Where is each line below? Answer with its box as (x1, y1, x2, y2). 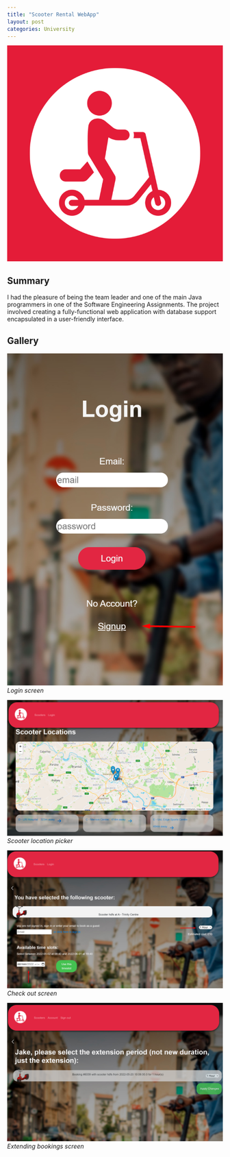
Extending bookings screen (7, 1142, 84, 1151)
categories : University (7, 25, 75, 32)
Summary (7, 275, 50, 287)
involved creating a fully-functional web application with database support (7, 308, 217, 316)
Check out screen (7, 989, 57, 997)
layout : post (7, 18, 44, 25)
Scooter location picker (7, 837, 73, 845)
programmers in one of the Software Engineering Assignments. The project (7, 300, 219, 308)
